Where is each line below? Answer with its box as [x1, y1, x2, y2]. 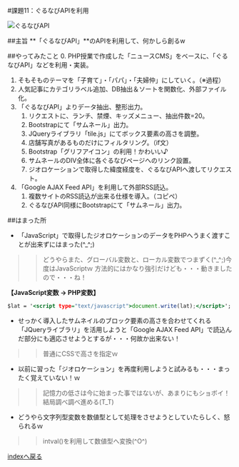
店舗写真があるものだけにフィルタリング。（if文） [28, 139, 173, 146]
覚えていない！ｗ [30, 373, 81, 382]
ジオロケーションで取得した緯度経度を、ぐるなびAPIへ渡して [28, 165, 207, 174]
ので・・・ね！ [42, 273, 87, 281]
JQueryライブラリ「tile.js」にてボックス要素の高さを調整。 [28, 129, 203, 138]
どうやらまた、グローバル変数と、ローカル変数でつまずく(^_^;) [42, 256, 226, 263]
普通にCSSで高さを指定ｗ [42, 349, 118, 358]
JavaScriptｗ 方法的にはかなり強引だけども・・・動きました [55, 264, 233, 273]
